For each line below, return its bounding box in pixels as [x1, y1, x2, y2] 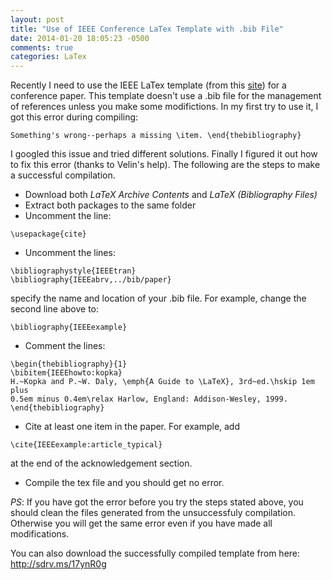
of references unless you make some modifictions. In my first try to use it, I [10, 101, 319, 113]
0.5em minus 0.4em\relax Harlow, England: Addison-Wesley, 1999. [10, 394, 288, 405]
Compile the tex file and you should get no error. [24, 477, 225, 489]
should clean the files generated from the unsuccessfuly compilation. [10, 507, 297, 519]
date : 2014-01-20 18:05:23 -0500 [10, 33, 150, 43]
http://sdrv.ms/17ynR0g [10, 558, 107, 570]
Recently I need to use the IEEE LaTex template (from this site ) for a [10, 79, 287, 91]
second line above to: [10, 303, 99, 315]
